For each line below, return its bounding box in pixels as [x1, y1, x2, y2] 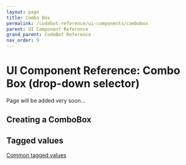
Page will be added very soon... [6, 97, 86, 104]
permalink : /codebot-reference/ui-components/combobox [6, 20, 149, 26]
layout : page [6, 9, 40, 15]
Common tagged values [6, 152, 66, 159]
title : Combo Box [6, 15, 51, 21]
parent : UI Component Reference [6, 26, 88, 32]
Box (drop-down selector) [6, 77, 140, 90]
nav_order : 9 [6, 37, 40, 43]
